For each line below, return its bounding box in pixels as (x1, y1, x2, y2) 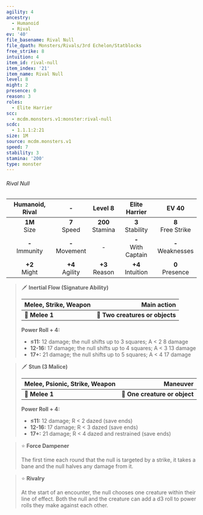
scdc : (6, 122, 20, 128)
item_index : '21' (6, 65, 50, 71)
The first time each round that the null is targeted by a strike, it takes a (21, 456, 196, 463)
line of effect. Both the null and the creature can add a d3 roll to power (21, 495, 196, 503)
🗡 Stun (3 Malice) (21, 363, 68, 370)
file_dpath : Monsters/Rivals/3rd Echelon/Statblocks (6, 43, 142, 49)
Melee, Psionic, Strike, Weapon (24, 380, 116, 388)
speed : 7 (6, 144, 28, 150)
